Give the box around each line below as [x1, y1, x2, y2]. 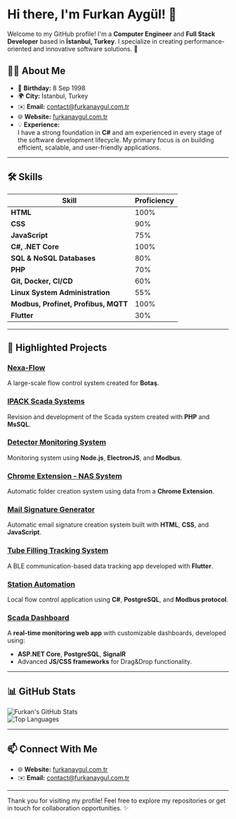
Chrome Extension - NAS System [7, 471, 123, 481]
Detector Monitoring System [7, 437, 107, 447]
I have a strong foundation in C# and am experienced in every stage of [17, 128, 223, 137]
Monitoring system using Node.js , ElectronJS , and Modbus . [7, 454, 183, 462]
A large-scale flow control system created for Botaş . [7, 379, 159, 387]
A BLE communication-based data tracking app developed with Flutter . [7, 561, 214, 570]
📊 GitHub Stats [7, 685, 76, 697]
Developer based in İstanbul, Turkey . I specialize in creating [7, 37, 183, 45]
